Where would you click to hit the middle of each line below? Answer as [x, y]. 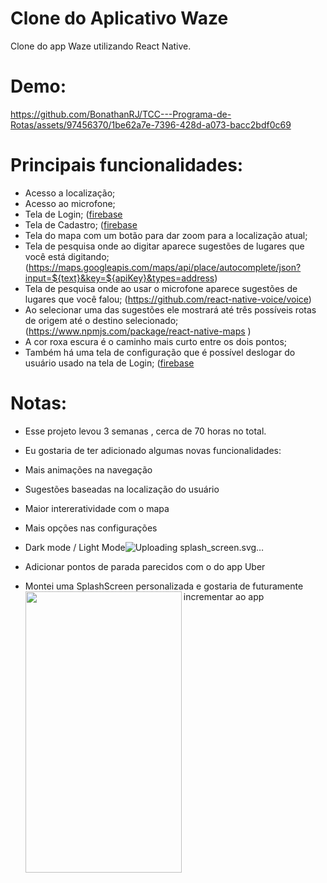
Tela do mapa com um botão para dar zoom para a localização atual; [166, 235]
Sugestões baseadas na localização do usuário [122, 489]
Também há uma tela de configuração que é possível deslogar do [160, 352]
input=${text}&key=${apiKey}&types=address [119, 278]
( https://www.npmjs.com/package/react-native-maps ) [138, 331]
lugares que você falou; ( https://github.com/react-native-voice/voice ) [168, 299]
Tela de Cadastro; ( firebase [81, 224]
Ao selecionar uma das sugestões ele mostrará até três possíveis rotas [170, 309]
